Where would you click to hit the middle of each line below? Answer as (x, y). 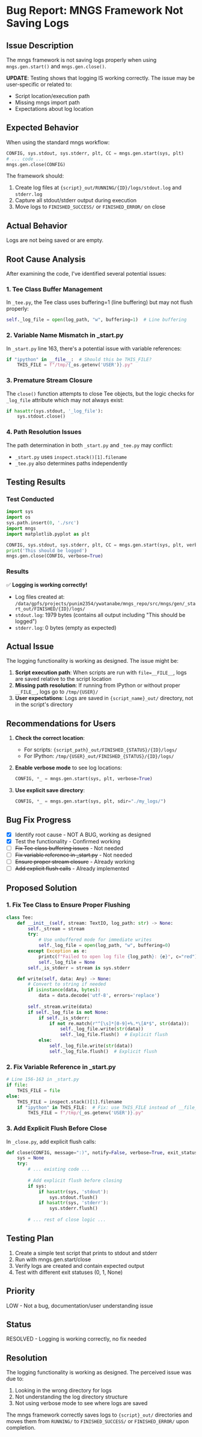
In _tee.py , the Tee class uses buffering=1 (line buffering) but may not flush (99, 302)
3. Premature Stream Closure (50, 380)
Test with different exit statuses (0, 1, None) (69, 1272)
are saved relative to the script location (63, 679)
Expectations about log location (54, 109)
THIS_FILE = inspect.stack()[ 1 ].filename (69, 1102)
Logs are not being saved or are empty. (55, 240)
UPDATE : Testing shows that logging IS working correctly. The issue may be (101, 78)
